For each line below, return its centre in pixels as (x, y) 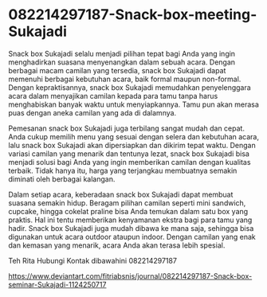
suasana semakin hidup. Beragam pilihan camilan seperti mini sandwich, (127, 203)
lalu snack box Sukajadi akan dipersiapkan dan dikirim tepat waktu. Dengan (132, 145)
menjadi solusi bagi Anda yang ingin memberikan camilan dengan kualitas (130, 162)
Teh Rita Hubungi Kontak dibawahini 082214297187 (93, 260)
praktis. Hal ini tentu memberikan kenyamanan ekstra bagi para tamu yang (130, 220)
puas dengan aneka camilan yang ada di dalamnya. (92, 112)
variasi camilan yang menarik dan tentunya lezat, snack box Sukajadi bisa (129, 154)
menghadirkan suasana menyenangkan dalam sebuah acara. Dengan (122, 62)
